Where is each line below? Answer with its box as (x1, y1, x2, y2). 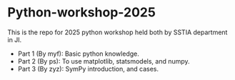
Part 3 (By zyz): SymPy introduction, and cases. (17, 64, 159, 73)
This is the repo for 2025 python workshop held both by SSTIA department (7, 28, 228, 36)
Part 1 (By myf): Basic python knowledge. (17, 49, 139, 58)
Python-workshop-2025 (7, 4, 156, 21)
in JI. (7, 35, 22, 44)
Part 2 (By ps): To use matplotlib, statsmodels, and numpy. (17, 56, 191, 65)
